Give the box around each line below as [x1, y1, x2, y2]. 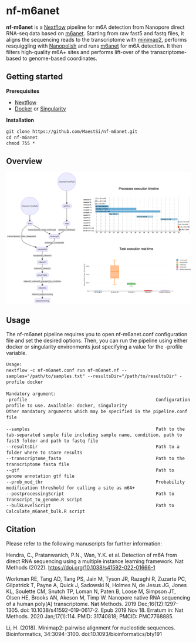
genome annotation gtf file [6, 473, 75, 480]
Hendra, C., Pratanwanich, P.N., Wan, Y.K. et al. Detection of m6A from [6, 551, 177, 558]
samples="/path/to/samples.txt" [6, 373, 85, 380]
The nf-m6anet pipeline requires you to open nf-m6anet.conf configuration [6, 331, 188, 338]
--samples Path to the [6, 426, 185, 433]
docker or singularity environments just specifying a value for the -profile [6, 343, 183, 350]
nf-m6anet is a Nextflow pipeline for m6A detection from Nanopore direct [6, 24, 185, 31]
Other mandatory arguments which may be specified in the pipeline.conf [6, 408, 188, 415]
